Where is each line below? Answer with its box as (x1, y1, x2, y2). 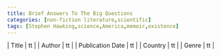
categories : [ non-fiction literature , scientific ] (7, 16, 152, 23)
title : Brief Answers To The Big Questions (7, 10, 133, 17)
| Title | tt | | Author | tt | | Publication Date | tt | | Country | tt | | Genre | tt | (7, 42, 215, 50)
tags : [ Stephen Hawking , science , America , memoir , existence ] (7, 23, 179, 29)
